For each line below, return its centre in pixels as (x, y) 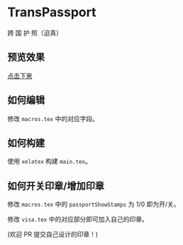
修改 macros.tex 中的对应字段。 (53, 118)
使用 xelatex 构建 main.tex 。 (50, 161)
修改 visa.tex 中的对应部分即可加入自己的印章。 (78, 220)
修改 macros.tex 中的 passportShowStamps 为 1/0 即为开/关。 (94, 204)
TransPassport (52, 12)
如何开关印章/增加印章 (56, 186)
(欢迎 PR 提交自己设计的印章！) (53, 234)
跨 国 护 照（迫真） (35, 33)
